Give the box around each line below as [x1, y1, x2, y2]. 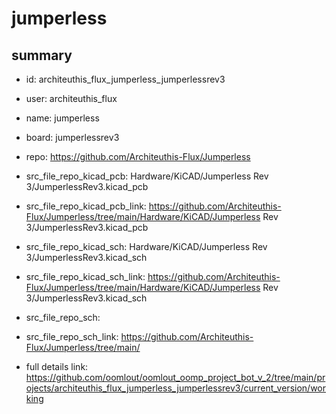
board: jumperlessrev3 [25, 132, 120, 143]
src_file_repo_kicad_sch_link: [25, 271, 146, 282]
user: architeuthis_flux [25, 93, 118, 104]
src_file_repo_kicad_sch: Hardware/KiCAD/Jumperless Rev [25, 241, 268, 252]
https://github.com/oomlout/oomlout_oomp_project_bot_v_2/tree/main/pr [25, 372, 326, 383]
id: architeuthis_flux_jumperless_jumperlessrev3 [25, 73, 226, 85]
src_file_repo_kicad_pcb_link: [25, 200, 147, 212]
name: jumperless [25, 112, 100, 124]
